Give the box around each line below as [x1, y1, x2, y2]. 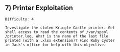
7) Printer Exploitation [5, 4, 73, 12]
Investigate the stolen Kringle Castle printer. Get [5, 25, 115, 30]
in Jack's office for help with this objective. [5, 42, 106, 47]
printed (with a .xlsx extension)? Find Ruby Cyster [5, 38, 115, 43]
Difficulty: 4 [5, 17, 34, 21]
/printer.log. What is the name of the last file [5, 34, 109, 38]
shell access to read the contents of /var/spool [5, 29, 109, 35]
